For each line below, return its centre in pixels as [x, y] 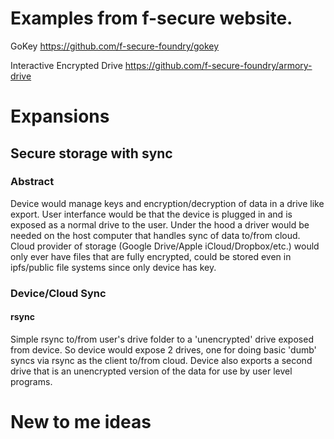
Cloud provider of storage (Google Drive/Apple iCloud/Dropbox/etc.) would [165, 246]
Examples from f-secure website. [151, 18]
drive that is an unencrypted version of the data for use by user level [151, 371]
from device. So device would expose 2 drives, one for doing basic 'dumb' [163, 349]
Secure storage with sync [91, 153]
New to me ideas [81, 422]
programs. [31, 381]
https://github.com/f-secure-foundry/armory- [218, 65]
